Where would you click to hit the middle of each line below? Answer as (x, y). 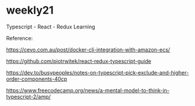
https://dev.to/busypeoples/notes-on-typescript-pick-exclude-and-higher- (97, 72)
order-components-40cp (37, 79)
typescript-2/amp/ (28, 97)
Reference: (20, 38)
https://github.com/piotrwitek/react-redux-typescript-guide (79, 61)
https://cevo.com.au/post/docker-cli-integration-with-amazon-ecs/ (88, 49)
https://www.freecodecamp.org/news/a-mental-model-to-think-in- (88, 90)
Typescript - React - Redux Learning (51, 27)
